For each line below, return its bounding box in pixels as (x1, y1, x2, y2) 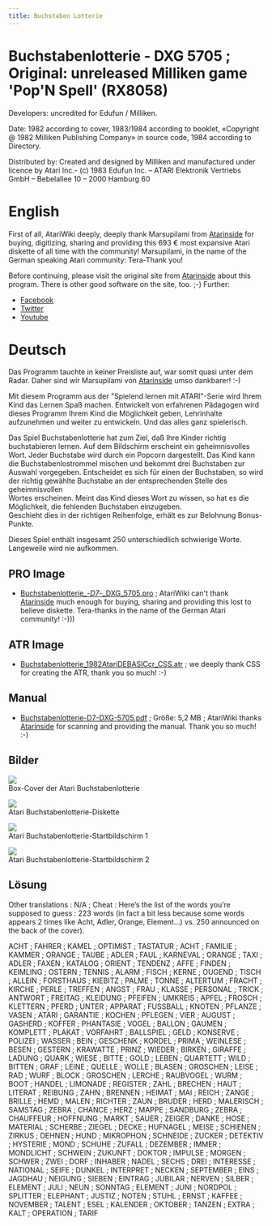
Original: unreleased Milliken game (8, 64, 248, 82)
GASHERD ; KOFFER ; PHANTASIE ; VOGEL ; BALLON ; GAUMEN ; (8, 1019, 227, 1028)
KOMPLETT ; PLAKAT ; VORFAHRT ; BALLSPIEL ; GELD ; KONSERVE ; (8, 1027, 240, 1037)
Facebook (19, 295, 54, 305)
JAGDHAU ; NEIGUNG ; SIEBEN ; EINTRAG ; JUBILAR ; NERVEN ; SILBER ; (8, 1173, 254, 1183)
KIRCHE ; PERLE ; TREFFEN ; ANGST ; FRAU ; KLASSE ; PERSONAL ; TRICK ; (8, 984, 264, 993)
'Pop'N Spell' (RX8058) (8, 81, 168, 100)
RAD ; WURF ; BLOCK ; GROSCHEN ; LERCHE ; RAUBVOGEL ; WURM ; (8, 1070, 243, 1080)
